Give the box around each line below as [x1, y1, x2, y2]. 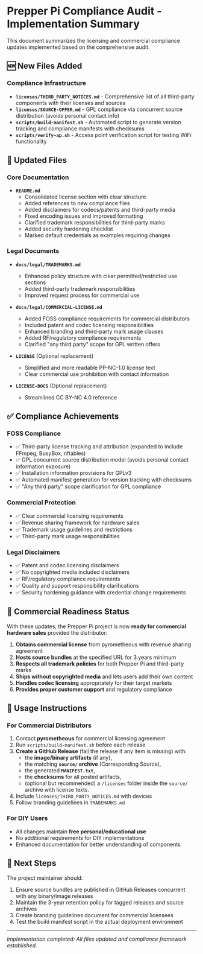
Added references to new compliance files [24, 200, 130, 207]
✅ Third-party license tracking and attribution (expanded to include [15, 443, 183, 450]
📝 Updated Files [7, 155, 67, 165]
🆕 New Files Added [7, 61, 83, 71]
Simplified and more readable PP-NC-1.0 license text [24, 364, 155, 371]
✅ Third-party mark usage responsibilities [15, 532, 120, 539]
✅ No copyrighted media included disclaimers [15, 568, 130, 576]
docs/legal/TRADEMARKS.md [15, 261, 81, 268]
